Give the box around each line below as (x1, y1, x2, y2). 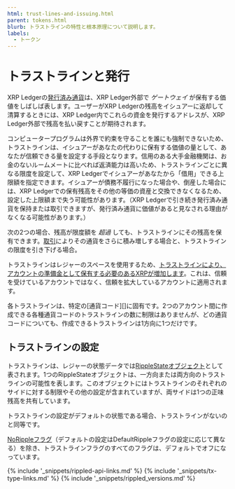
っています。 (7, 453, 43, 461)
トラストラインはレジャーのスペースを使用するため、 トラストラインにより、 (7, 261, 227, 269)
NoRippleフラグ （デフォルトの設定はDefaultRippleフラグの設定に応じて (7, 435, 213, 443)
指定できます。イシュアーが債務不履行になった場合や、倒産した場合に (25, 178, 227, 186)
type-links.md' (7, 474, 50, 482)
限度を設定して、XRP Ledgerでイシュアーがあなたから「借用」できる (19, 170, 218, 178)
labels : (7, 29, 30, 37)
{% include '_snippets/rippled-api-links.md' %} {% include (7, 467, 176, 475)
